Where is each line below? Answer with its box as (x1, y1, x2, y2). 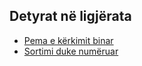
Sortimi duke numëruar (23, 45, 119, 57)
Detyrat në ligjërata (9, 8, 132, 25)
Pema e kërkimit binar (23, 34, 114, 46)
